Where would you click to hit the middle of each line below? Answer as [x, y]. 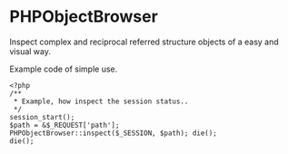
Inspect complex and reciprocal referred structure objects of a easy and [144, 42]
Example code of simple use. [64, 69]
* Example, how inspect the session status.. [101, 101]
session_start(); [42, 117]
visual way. [30, 51]
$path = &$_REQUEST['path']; [65, 125]
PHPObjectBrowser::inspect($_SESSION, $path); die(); [114, 133]
